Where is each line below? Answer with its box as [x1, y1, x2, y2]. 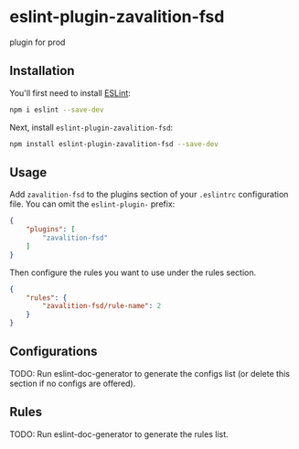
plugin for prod [9, 37, 66, 48]
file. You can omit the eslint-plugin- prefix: [9, 198, 176, 209]
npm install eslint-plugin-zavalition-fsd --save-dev [9, 139, 219, 148]
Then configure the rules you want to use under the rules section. [9, 267, 257, 278]
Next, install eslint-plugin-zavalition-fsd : [9, 122, 174, 133]
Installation [9, 63, 75, 79]
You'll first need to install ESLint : [9, 87, 131, 98]
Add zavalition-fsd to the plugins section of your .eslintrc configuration [9, 189, 289, 200]
